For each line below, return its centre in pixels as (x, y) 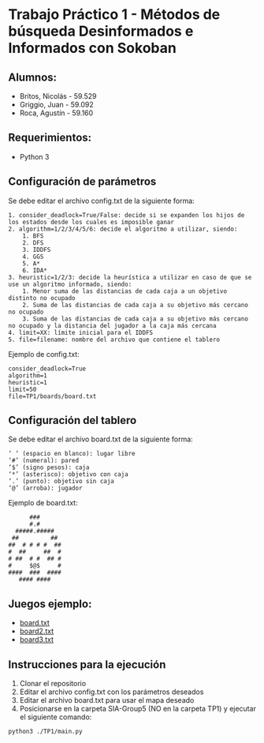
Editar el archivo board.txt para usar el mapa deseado (107, 700)
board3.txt (36, 640)
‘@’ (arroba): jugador (45, 488)
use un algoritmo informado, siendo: (70, 284)
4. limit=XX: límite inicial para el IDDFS (81, 332)
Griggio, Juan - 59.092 (57, 105)
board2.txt (37, 631)
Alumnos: (33, 77)
